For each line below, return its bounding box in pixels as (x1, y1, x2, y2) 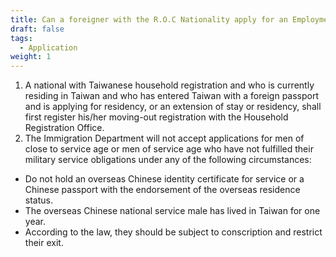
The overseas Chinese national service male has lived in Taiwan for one (24, 205, 321, 217)
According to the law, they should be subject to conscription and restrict (24, 226, 323, 238)
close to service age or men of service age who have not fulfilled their (24, 143, 314, 155)
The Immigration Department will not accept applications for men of (24, 132, 305, 145)
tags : (10, 33, 33, 43)
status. (24, 194, 53, 206)
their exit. (24, 237, 64, 249)
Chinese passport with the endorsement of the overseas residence (24, 184, 301, 196)
